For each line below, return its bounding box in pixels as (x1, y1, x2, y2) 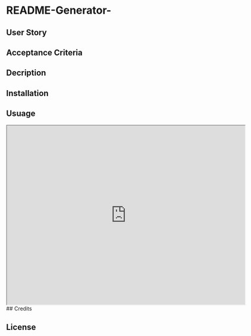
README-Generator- (6, 4, 112, 17)
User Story (6, 27, 47, 38)
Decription (6, 68, 46, 78)
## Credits (6, 305, 32, 312)
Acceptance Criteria (6, 47, 83, 57)
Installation (6, 88, 49, 98)
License (6, 322, 36, 332)
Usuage (6, 109, 36, 119)
